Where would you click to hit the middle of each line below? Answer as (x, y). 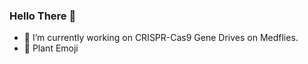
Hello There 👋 (43, 16)
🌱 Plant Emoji (51, 48)
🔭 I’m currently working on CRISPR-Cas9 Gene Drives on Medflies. (161, 38)
